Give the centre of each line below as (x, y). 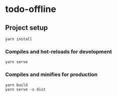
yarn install (19, 39)
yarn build (16, 85)
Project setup (27, 28)
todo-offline (31, 9)
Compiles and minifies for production (51, 74)
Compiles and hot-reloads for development (59, 51)
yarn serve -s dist (25, 89)
